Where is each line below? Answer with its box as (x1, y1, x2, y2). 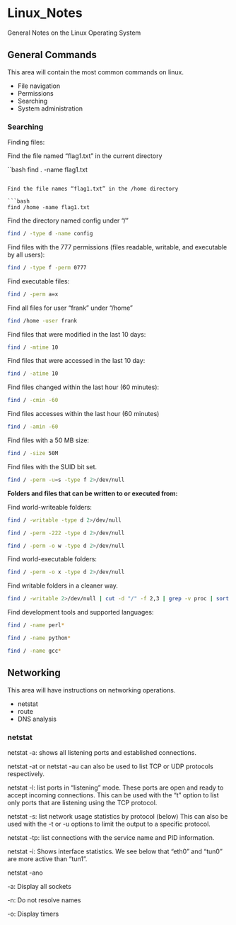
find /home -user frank (7, 317, 78, 324)
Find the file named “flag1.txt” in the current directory (7, 152, 163, 160)
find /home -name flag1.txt (7, 204, 90, 211)
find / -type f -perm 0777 (7, 264, 87, 271)
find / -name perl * (7, 622, 65, 629)
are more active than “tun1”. (7, 854, 88, 863)
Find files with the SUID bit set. (7, 462, 98, 471)
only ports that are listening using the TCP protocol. (7, 798, 158, 807)
